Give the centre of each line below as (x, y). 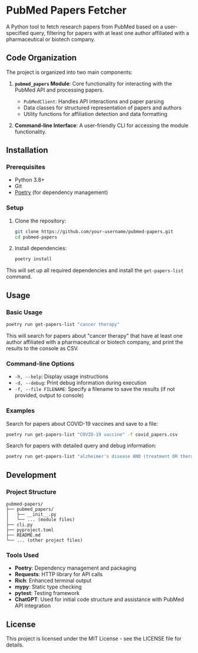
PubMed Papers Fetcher (66, 10)
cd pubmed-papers (36, 237)
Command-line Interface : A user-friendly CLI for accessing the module (101, 125)
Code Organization (42, 58)
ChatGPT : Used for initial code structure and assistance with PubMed (99, 599)
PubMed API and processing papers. (59, 90)
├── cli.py (19, 525)
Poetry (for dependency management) (61, 192)
